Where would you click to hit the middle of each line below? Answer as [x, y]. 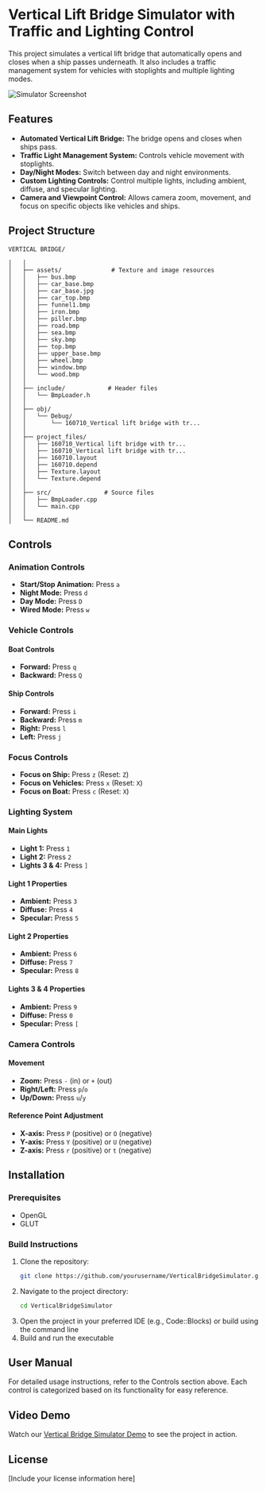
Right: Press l [43, 728]
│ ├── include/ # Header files [83, 388]
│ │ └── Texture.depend [55, 478]
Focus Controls [39, 757]
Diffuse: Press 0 [46, 1015]
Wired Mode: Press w [54, 610]
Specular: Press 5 [49, 918]
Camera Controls [42, 1044]
